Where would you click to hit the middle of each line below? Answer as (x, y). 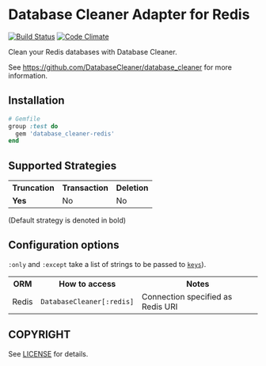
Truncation (34, 188)
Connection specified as (187, 296)
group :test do (33, 126)
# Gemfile (25, 119)
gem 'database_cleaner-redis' (65, 133)
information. (28, 75)
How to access (87, 284)
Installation (36, 101)
